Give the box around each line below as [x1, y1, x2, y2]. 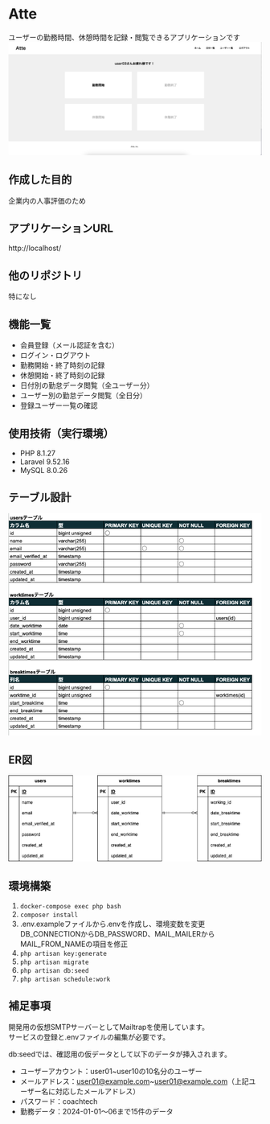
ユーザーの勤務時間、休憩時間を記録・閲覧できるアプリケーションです [8, 32, 241, 42]
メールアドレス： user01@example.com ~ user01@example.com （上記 [19, 1076, 249, 1086]
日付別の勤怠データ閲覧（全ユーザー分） [19, 381, 154, 390]
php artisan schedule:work [19, 975, 111, 984]
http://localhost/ [8, 243, 62, 253]
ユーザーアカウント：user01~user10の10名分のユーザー [19, 1066, 202, 1076]
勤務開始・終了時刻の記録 [19, 360, 105, 370]
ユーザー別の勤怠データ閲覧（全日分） [19, 391, 147, 401]
